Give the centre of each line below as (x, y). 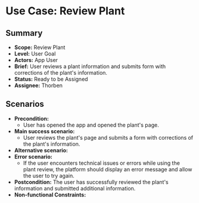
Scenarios (25, 104)
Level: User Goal (35, 54)
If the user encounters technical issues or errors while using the (101, 163)
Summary (24, 33)
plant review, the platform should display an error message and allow (108, 169)
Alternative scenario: (41, 150)
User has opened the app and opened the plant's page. (91, 125)
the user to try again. (49, 176)
